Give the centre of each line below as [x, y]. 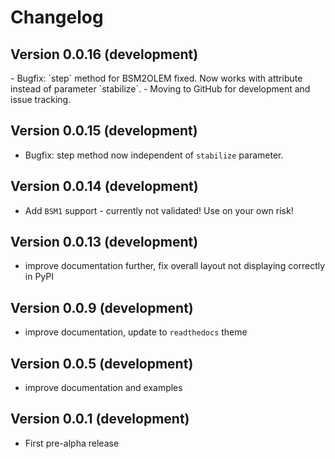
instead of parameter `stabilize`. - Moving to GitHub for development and [160, 89]
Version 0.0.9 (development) [102, 307]
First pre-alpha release [72, 443]
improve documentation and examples [103, 388]
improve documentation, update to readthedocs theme [136, 332]
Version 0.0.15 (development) [104, 131]
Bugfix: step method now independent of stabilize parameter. [154, 155]
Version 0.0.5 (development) [102, 363]
